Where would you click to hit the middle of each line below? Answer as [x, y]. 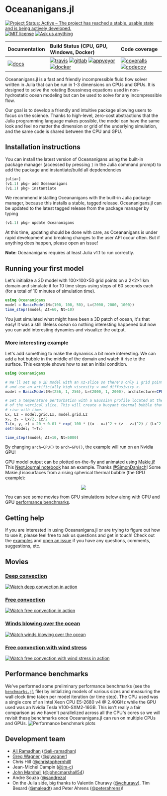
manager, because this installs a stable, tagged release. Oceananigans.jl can [83, 203]
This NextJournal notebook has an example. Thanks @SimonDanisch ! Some [83, 467]
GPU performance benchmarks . [38, 502]
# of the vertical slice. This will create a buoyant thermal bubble [79, 405]
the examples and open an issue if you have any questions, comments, [78, 541]
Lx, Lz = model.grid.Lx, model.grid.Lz [46, 415]
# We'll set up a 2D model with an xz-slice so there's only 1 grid [78, 382]
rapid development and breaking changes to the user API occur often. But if [83, 238]
